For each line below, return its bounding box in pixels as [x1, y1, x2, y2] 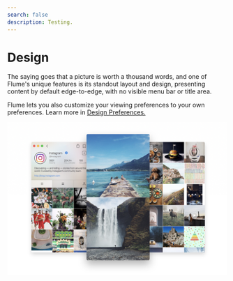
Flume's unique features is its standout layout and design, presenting [7, 80, 206, 89]
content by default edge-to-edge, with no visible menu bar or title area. [7, 87, 212, 96]
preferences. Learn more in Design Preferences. [7, 108, 146, 116]
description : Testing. [7, 18, 73, 26]
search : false [7, 11, 49, 18]
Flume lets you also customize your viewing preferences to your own [7, 101, 205, 109]
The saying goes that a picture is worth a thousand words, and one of [7, 73, 207, 81]
